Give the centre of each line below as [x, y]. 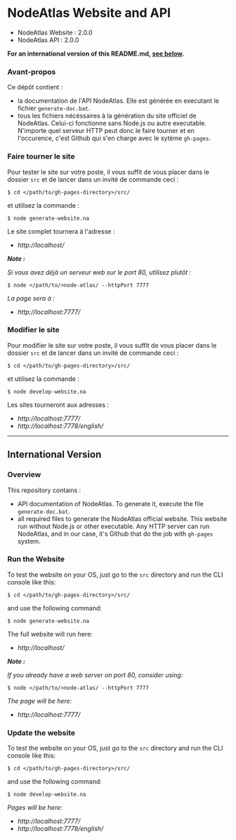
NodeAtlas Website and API [89, 13]
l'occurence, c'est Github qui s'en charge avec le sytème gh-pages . [114, 138]
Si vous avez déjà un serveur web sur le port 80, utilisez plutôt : [99, 272]
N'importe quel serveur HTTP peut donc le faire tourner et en [106, 131]
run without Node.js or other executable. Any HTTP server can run [113, 526]
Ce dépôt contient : [35, 87]
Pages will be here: [35, 808]
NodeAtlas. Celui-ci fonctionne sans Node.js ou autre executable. [112, 123]
